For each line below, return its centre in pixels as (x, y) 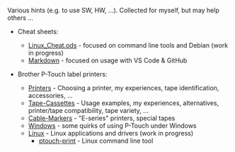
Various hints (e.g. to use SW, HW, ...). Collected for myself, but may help (113, 10)
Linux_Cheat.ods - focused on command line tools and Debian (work (128, 45)
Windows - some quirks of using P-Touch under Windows (112, 126)
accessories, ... (50, 96)
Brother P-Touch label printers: (62, 74)
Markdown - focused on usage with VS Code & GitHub (108, 60)
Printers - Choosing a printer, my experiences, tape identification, (124, 88)
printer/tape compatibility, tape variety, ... (88, 110)
